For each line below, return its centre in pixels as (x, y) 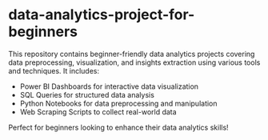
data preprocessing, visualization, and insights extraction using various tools (134, 62)
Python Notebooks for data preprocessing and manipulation (118, 103)
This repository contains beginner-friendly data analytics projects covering (132, 54)
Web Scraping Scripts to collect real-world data (98, 112)
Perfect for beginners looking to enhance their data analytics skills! (119, 127)
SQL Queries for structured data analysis (87, 94)
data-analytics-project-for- (102, 15)
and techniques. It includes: (54, 70)
